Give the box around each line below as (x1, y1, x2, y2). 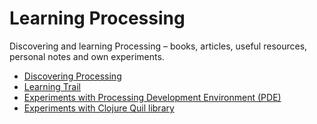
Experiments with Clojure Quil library (23, 102, 175, 114)
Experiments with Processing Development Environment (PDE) (23, 91, 282, 103)
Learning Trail (23, 80, 81, 92)
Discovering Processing (23, 70, 122, 82)
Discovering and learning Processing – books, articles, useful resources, (9, 40, 308, 52)
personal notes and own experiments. (9, 50, 165, 62)
